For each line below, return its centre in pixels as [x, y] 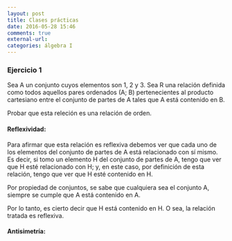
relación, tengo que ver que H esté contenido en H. [80, 174]
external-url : [28, 39]
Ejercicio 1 [25, 70]
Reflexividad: [27, 129]
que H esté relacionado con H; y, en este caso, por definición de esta [106, 166]
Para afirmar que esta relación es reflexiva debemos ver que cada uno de [112, 144]
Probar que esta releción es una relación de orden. [80, 113]
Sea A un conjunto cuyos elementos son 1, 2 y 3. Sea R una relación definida [116, 85]
